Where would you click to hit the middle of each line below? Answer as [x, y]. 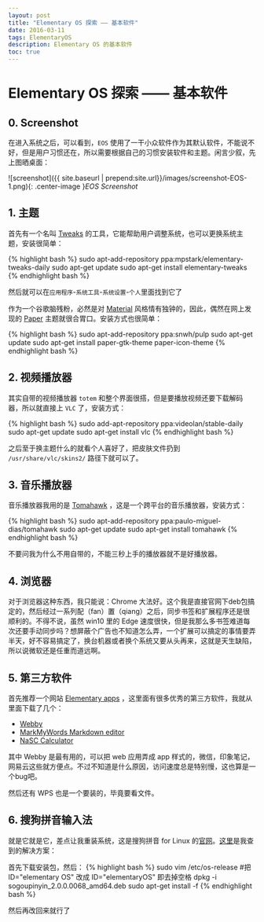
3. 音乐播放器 [40, 485]
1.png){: [21, 186]
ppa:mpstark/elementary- [202, 259]
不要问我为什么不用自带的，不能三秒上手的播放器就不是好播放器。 [115, 554]
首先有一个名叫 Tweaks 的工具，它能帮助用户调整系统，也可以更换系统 [123, 233]
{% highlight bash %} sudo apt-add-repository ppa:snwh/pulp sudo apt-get [130, 334]
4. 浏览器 [30, 581]
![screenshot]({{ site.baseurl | [56, 178]
